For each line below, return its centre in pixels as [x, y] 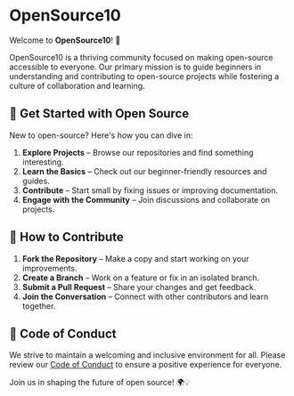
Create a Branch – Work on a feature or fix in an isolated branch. [141, 278]
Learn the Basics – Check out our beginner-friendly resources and [144, 171]
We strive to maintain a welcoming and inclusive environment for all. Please [147, 355]
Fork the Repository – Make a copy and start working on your [135, 258]
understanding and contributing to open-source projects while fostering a [144, 76]
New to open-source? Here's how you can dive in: [101, 135]
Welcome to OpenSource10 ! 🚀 [65, 40]
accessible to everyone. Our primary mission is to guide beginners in [135, 67]
